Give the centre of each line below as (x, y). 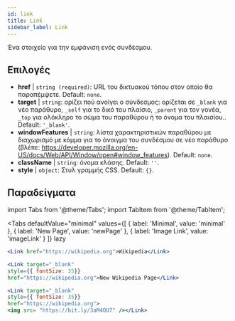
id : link (20, 14)
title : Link (25, 21)
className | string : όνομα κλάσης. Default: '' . (88, 163)
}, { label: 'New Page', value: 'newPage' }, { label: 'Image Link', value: (108, 231)
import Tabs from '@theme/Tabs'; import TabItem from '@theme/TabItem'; (116, 210)
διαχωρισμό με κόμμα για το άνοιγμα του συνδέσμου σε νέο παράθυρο (123, 140)
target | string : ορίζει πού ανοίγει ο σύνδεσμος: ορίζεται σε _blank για (122, 102)
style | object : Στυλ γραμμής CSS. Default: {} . (86, 170)
